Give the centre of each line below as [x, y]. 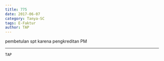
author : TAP [17, 28]
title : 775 [16, 9]
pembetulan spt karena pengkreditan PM [46, 41]
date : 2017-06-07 [23, 14]
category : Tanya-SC [25, 18]
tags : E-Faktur [20, 23]
